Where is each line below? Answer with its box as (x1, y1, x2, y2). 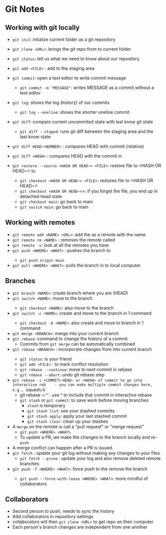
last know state (19, 134, 51, 140)
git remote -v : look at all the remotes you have (12, 242, 109, 248)
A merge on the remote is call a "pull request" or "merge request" (12, 424, 145, 430)
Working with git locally (5, 23, 80, 32)
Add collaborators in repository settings (12, 514, 94, 520)
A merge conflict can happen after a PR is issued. (12, 445, 113, 450)
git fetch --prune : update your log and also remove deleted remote (19, 455, 161, 461)
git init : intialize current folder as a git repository (12, 36, 115, 42)
